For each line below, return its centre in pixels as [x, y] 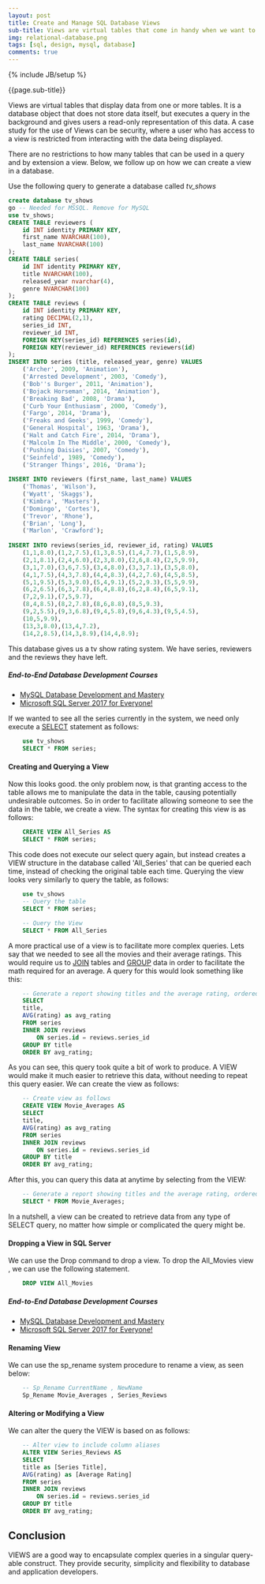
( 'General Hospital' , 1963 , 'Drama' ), [86, 428]
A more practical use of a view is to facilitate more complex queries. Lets [126, 946]
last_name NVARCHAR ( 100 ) [63, 245]
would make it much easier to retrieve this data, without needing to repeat [128, 1076]
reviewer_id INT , [51, 332]
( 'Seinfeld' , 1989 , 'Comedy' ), [74, 457]
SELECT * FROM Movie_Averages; [74, 1202]
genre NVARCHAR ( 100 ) [56, 289]
